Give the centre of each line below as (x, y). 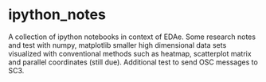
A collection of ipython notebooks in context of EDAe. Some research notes (132, 37)
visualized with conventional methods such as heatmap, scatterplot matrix (130, 53)
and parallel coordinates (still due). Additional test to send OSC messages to (133, 62)
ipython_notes (57, 15)
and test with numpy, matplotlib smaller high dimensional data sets (117, 45)
